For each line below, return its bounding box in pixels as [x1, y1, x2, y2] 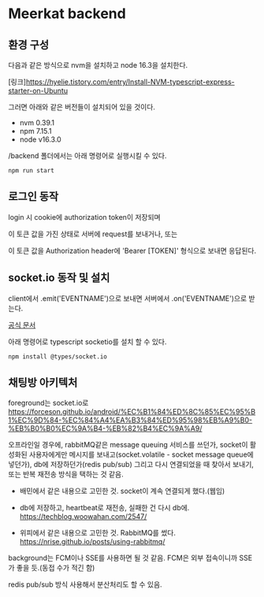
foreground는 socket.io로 [8, 399, 89, 408]
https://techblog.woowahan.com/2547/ [19, 512, 147, 521]
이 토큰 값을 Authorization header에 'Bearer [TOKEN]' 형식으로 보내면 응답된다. [8, 246, 257, 255]
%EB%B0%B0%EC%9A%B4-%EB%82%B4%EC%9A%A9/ [8, 424, 203, 433]
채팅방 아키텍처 [8, 376, 78, 390]
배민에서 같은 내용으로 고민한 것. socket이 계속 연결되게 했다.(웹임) [19, 486, 225, 496]
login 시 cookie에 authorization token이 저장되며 [8, 212, 161, 221]
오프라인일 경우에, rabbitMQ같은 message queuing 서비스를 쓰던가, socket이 [8, 440, 248, 450]
